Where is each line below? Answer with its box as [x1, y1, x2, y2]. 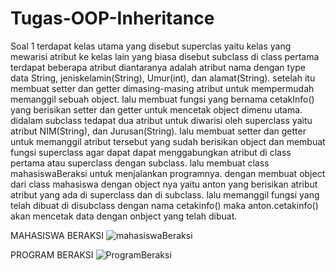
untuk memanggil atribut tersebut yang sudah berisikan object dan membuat [10, 135, 326, 147]
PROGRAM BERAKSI [10, 248, 94, 261]
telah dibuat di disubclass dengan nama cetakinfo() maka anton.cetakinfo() [10, 199, 319, 211]
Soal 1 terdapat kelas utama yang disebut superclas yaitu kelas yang [10, 40, 292, 52]
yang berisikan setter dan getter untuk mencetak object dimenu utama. [10, 103, 303, 116]
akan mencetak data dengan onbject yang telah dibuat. [10, 210, 238, 222]
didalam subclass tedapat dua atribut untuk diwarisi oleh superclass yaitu [10, 114, 313, 126]
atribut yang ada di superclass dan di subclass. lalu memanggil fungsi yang [10, 188, 320, 201]
